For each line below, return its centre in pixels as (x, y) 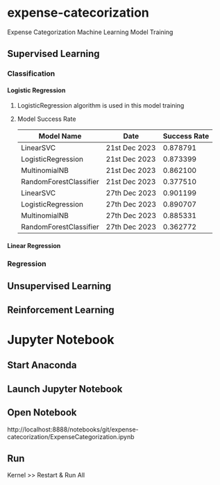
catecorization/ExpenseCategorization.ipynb (71, 436)
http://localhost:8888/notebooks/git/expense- (73, 429)
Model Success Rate (46, 119)
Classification (31, 74)
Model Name (60, 136)
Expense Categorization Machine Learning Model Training (90, 32)
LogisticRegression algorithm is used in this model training (101, 106)
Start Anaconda (42, 365)
